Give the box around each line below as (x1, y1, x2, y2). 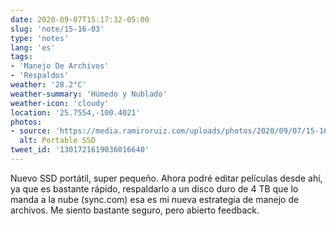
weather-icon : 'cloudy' (10, 98, 110, 108)
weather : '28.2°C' (10, 80, 87, 90)
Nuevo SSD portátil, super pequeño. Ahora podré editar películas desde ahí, (10, 172, 323, 184)
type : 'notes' (10, 33, 70, 43)
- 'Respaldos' (10, 71, 70, 81)
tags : (10, 52, 33, 62)
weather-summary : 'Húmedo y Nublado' (10, 89, 168, 99)
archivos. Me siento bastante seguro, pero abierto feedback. (10, 204, 260, 216)
